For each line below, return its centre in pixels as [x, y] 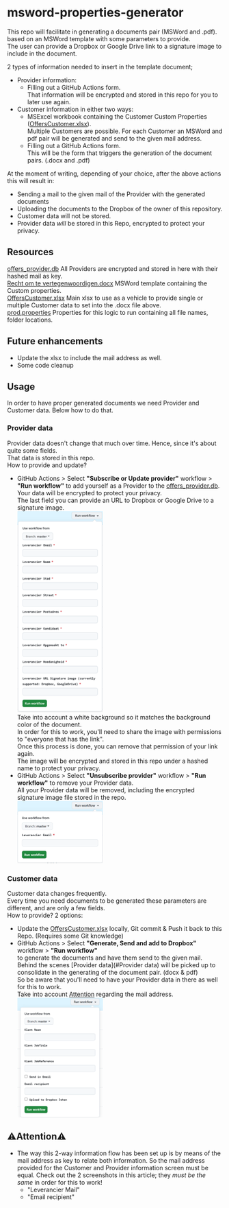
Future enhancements [55, 341]
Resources [30, 252]
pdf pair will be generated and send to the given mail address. [114, 138]
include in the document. [42, 54]
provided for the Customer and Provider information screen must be [112, 1168]
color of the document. [49, 724]
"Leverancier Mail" [53, 1189]
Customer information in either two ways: [75, 109]
